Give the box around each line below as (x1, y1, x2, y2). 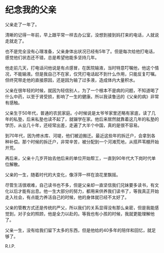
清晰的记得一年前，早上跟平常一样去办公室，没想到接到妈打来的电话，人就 (5, 32, 155, 38)
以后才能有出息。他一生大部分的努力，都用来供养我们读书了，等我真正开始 (9, 188, 159, 194)
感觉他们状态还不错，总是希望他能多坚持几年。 (5, 54, 99, 60)
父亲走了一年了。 (5, 21, 40, 27)
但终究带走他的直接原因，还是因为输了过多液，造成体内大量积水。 (5, 77, 138, 83)
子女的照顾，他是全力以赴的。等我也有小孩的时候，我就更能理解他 (21, 211, 155, 216)
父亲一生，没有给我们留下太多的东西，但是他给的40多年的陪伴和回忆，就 (5, 227, 152, 233)
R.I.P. (5, 243, 16, 249)
